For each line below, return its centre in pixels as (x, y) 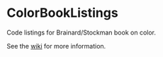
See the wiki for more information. (56, 46)
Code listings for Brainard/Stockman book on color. (81, 32)
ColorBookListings (62, 13)
